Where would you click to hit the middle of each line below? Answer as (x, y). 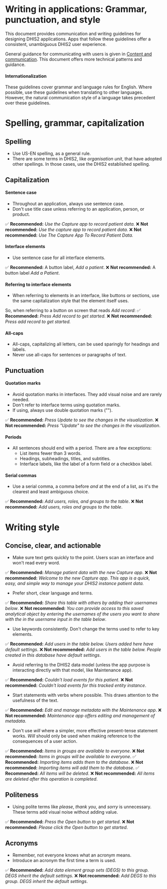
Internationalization (26, 76)
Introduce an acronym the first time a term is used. (64, 860)
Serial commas (21, 475)
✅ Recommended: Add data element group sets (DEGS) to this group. (77, 870)
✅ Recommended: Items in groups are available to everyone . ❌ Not (75, 751)
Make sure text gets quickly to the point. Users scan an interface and (83, 558)
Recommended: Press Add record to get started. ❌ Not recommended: (79, 316)
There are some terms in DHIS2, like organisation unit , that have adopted (87, 159)
